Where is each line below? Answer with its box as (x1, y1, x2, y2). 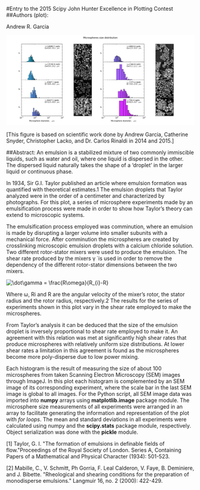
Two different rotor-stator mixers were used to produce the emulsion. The (6, 248, 187, 255)
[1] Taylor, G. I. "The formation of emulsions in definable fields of (6, 440, 165, 447)
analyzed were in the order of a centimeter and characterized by (6, 192, 165, 199)
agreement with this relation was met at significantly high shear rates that (6, 334, 187, 341)
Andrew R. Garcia (6, 23, 50, 30)
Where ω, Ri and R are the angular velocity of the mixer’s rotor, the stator (6, 291, 185, 298)
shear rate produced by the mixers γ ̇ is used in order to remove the (6, 255, 172, 262)
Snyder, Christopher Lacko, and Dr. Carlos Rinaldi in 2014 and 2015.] (6, 137, 174, 144)
